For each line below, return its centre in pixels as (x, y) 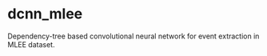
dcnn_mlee (45, 14)
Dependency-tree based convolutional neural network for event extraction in (133, 36)
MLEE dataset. (31, 44)
